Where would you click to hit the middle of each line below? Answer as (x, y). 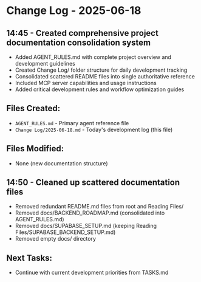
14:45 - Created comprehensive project (83, 33)
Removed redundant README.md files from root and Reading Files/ (99, 207)
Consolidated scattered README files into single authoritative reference (105, 76)
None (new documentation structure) (61, 163)
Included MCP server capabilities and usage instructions (86, 83)
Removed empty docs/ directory (55, 239)
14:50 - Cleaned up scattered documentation (93, 183)
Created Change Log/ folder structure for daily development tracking (101, 70)
